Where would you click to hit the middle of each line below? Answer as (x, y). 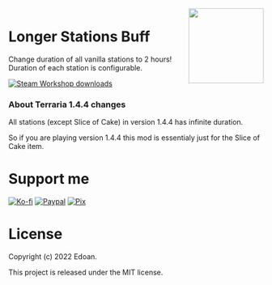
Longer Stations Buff (79, 37)
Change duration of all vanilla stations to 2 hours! (90, 59)
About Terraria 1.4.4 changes (67, 104)
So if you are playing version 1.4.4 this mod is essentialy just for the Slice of (134, 138)
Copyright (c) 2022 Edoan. (53, 257)
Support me (49, 179)
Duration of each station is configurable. (76, 67)
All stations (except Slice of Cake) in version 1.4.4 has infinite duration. (126, 122)
